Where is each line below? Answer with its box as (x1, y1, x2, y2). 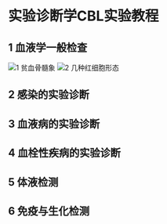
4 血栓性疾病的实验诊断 (8, 146, 122, 160)
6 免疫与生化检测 (8, 204, 90, 218)
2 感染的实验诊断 (8, 88, 90, 102)
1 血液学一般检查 (8, 41, 88, 54)
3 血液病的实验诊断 (8, 117, 100, 130)
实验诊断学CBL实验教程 (8, 7, 159, 25)
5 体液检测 (8, 175, 59, 189)
